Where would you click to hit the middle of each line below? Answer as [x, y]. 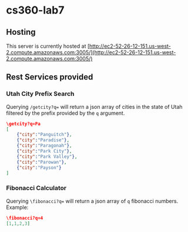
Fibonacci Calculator [36, 188]
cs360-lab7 [35, 10]
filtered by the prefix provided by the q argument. [66, 113]
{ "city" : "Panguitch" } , [44, 135]
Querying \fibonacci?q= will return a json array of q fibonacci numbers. [92, 201]
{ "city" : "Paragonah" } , [44, 146]
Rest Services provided [50, 77]
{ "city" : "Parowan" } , [42, 162]
